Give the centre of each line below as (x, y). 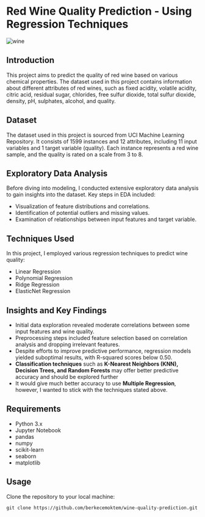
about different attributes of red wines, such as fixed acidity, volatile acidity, (102, 88)
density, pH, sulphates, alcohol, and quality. (61, 101)
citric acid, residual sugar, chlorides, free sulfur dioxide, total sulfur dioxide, (101, 94)
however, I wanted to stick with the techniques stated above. (91, 390)
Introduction (31, 60)
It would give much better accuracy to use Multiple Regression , (95, 383)
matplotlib (28, 463)
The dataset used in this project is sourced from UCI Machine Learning (95, 135)
